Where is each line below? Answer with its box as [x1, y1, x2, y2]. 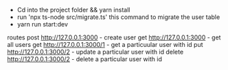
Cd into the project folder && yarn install [16, 6, 130, 14]
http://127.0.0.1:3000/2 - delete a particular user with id [7, 55, 163, 63]
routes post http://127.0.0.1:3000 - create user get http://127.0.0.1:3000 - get [7, 33, 221, 41]
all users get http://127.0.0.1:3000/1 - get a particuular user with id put [7, 41, 203, 48]
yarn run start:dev [16, 20, 69, 28]
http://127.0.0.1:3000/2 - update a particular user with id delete [7, 48, 184, 56]
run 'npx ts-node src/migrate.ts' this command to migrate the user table [16, 13, 220, 21]
